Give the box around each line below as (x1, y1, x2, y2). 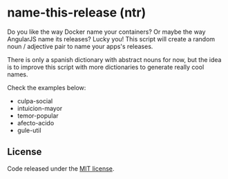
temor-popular (17, 112, 59, 120)
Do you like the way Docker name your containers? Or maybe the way (7, 28, 206, 36)
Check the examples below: (7, 83, 86, 92)
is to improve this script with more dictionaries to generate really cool (7, 63, 205, 71)
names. (7, 70, 28, 78)
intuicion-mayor (17, 104, 63, 112)
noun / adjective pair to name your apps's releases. (7, 42, 153, 50)
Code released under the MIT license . (7, 164, 115, 173)
